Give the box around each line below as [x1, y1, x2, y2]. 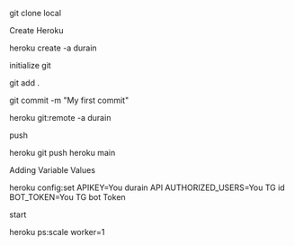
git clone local [9, 8, 61, 18]
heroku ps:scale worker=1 [9, 227, 105, 237]
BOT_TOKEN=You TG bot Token [9, 192, 126, 202]
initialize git [9, 60, 51, 70]
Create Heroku [9, 25, 64, 35]
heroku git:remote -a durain [9, 113, 111, 123]
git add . [9, 77, 40, 88]
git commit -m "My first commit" [9, 95, 129, 105]
